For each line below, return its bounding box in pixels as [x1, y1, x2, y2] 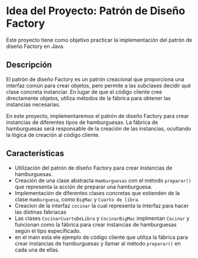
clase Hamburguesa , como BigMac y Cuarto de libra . [14, 196, 140, 203]
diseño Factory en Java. [6, 43, 65, 50]
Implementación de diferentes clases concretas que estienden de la [14, 189, 180, 196]
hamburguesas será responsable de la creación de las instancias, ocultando [6, 125, 191, 132]
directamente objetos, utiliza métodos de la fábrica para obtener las [6, 94, 171, 101]
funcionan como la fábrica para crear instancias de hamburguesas [14, 221, 177, 228]
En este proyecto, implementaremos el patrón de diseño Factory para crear [6, 112, 189, 119]
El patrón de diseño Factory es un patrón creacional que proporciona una [6, 75, 184, 82]
